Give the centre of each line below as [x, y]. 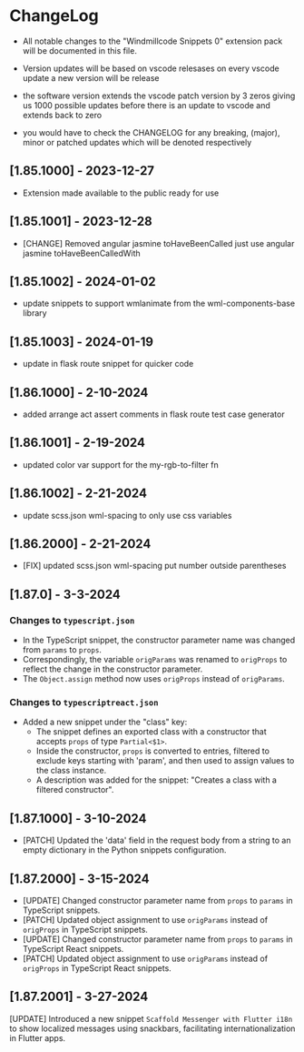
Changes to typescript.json [72, 620]
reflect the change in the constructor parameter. [113, 669]
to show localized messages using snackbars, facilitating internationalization [152, 1028]
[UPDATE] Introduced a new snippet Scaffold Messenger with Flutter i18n [151, 1018]
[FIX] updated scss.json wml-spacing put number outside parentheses [154, 566]
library [34, 313]
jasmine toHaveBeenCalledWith [81, 253]
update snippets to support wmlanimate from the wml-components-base [159, 303]
